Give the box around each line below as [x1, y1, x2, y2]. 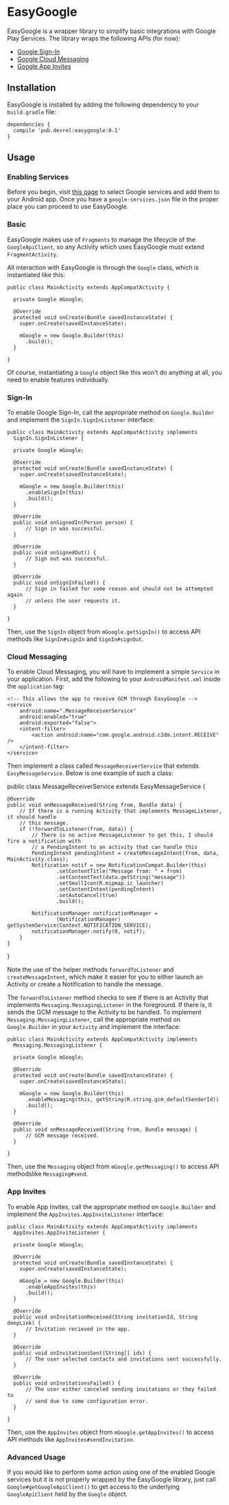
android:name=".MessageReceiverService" [19, 708, 136, 715]
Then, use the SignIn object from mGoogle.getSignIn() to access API [7, 627, 201, 636]
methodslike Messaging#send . [7, 1170, 88, 1178]
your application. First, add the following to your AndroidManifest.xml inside [7, 675, 221, 683]
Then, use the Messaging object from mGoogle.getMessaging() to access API [7, 1162, 219, 1171]
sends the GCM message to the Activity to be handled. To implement [7, 1008, 202, 1017]
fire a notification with [7, 838, 81, 845]
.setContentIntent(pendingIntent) [56, 886, 155, 893]
